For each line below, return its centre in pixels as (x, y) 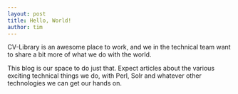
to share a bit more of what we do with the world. (79, 54)
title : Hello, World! (40, 20)
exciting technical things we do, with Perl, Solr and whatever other (104, 76)
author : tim (25, 27)
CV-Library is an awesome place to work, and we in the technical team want (119, 47)
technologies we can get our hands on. (65, 83)
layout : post (27, 14)
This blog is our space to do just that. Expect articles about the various (111, 69)
